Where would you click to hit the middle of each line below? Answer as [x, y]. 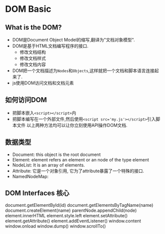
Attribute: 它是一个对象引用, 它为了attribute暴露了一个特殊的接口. [78, 171]
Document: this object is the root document [56, 155]
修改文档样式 [33, 58]
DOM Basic [28, 9]
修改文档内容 [33, 64]
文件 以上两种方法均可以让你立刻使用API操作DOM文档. [72, 125]
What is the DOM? [34, 27]
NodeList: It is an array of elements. [48, 165]
